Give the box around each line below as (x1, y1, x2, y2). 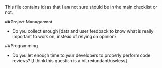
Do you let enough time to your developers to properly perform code (12, 52, 151, 58)
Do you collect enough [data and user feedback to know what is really (12, 28, 154, 34)
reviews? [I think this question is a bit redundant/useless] (12, 58, 127, 63)
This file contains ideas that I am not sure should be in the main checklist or (5, 4, 158, 10)
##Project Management (5, 19, 53, 24)
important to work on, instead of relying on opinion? (12, 34, 117, 39)
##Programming (5, 43, 38, 48)
